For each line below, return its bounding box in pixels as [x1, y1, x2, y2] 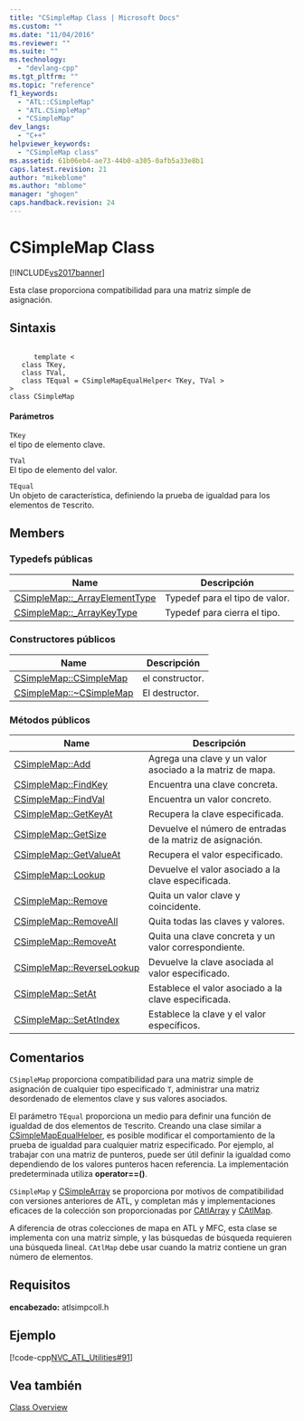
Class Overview [9, 1402, 68, 1413]
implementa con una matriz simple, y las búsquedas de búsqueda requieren [9, 1232, 292, 1243]
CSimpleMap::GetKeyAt [14, 808, 113, 820]
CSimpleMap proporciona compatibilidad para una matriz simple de [9, 1074, 254, 1085]
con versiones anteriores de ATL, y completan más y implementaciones [9, 1195, 276, 1206]
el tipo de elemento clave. [9, 439, 106, 450]
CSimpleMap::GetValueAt [14, 848, 121, 861]
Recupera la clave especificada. [147, 808, 284, 820]
